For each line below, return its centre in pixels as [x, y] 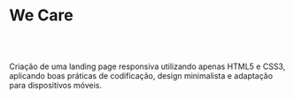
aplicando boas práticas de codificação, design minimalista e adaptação [141, 75]
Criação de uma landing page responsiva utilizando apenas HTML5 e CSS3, [147, 66]
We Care [41, 15]
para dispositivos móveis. [55, 85]
